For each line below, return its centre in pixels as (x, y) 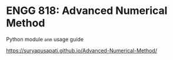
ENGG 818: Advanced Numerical (87, 11)
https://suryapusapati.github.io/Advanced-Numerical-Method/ (82, 50)
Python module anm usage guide (45, 39)
